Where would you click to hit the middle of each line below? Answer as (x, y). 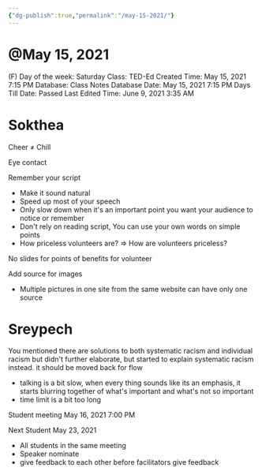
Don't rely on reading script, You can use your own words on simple (130, 226)
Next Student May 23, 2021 (52, 430)
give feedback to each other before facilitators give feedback (119, 462)
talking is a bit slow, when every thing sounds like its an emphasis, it (130, 383)
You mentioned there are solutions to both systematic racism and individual (131, 351)
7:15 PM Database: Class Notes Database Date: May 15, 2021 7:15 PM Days (129, 84)
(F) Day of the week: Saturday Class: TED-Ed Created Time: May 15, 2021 (127, 77)
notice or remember (52, 218)
